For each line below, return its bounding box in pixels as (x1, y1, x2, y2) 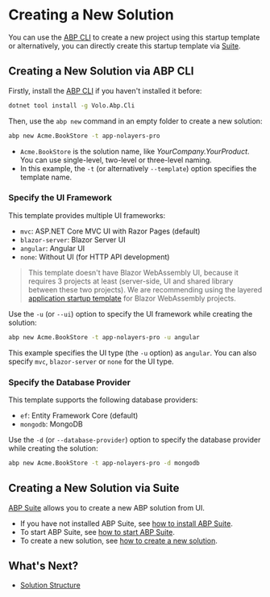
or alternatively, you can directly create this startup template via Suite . (8, 40, 241, 50)
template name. (19, 172, 73, 182)
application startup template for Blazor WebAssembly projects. (27, 293, 236, 303)
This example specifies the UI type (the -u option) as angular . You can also (8, 347, 257, 357)
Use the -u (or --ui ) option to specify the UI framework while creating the (8, 309, 253, 318)
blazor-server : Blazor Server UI (19, 234, 127, 244)
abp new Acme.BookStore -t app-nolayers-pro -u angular (8, 333, 200, 341)
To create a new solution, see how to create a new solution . (19, 536, 218, 545)
